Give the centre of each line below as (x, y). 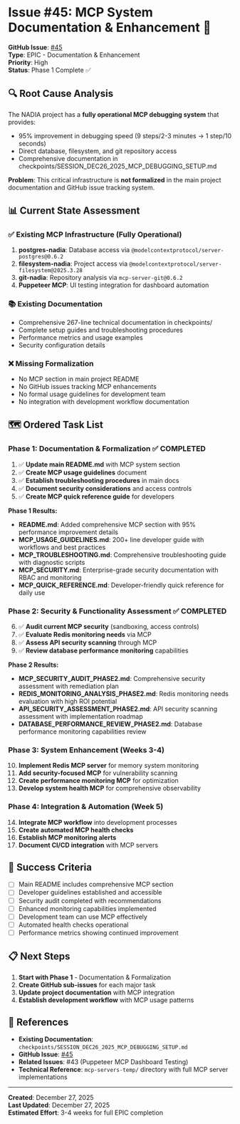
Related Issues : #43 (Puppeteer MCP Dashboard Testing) (103, 1062)
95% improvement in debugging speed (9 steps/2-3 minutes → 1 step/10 (125, 135)
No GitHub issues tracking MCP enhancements (88, 387)
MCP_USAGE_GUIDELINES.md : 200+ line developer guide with (111, 539)
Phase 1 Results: (33, 511)
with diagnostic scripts (52, 562)
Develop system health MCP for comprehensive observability (110, 789)
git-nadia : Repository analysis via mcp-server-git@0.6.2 (100, 278)
